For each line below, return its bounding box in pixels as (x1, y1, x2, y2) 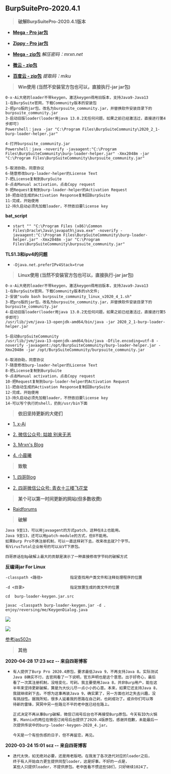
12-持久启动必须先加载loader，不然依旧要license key (5, 204, 108, 209)
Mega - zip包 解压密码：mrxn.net (12, 51, 83, 57)
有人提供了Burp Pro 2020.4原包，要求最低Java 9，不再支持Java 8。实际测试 (12, 669, 158, 674)
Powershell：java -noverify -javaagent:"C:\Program (5, 146, 117, 152)
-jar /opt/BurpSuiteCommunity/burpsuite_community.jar (26, 347, 145, 352)
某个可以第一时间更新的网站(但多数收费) (17, 495, 102, 502)
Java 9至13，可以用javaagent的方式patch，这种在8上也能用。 (5, 528, 123, 533)
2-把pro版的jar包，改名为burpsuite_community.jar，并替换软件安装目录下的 (5, 106, 152, 111)
